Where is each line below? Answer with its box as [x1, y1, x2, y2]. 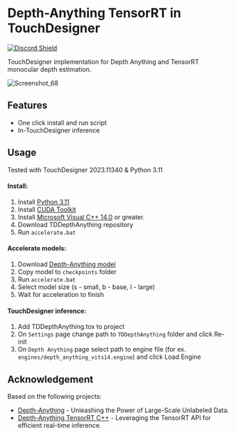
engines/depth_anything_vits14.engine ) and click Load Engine [17, 352, 201, 361]
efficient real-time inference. [17, 421, 102, 429]
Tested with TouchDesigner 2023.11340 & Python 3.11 [7, 165, 163, 174]
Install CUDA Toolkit [17, 205, 77, 214]
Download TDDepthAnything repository [17, 220, 134, 229]
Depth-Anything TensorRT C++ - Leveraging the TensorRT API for [17, 413, 211, 421]
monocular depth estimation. [7, 65, 92, 73]
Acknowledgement [7, 373, 94, 385]
